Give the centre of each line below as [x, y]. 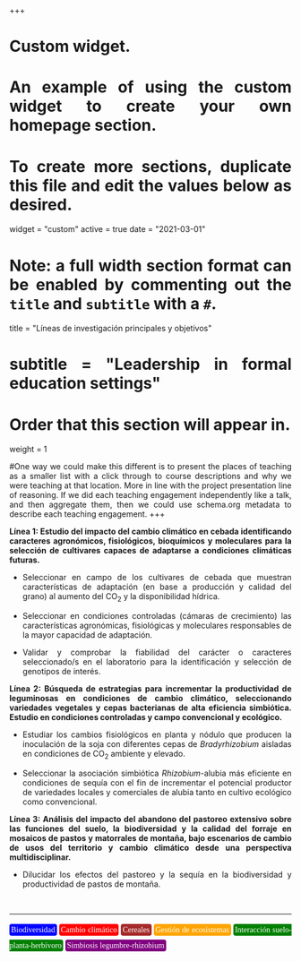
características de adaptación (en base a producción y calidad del [157, 587]
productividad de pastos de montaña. [91, 884]
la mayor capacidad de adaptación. [87, 635]
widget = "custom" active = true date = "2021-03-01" [107, 229]
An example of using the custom [150, 87]
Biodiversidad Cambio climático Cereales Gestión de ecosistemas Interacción [141, 929]
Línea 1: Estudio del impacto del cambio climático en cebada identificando [150, 532]
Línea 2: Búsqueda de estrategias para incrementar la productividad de [150, 689]
